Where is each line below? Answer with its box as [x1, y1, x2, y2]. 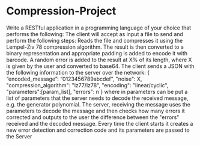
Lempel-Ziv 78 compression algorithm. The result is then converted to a [6, 43, 184, 51]
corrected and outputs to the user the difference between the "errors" [6, 113, 180, 121]
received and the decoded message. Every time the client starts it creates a [6, 120, 193, 127]
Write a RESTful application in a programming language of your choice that [6, 24, 192, 31]
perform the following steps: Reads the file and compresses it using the [6, 37, 183, 44]
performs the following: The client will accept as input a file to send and [6, 30, 183, 37]
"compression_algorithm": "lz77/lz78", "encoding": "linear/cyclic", [6, 81, 169, 88]
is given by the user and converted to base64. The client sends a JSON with [6, 62, 195, 70]
